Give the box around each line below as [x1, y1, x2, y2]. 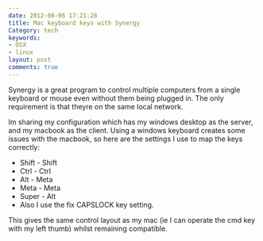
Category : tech [8, 26, 59, 34]
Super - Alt [19, 191, 56, 201]
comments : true [8, 63, 59, 71]
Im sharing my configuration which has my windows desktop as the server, [8, 117, 253, 127]
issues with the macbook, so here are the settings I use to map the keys [8, 134, 243, 143]
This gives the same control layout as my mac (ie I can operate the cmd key [8, 215, 256, 224]
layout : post [8, 56, 52, 64]
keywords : [8, 33, 41, 42]
